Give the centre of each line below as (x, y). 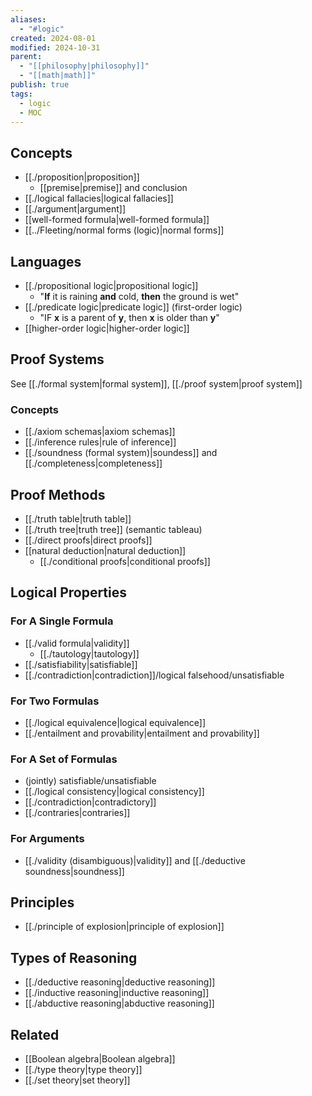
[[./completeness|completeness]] (93, 463)
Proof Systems (57, 359)
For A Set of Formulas (64, 759)
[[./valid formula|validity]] (77, 643)
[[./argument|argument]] (75, 209)
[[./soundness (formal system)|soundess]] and (121, 453)
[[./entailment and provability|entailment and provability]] (142, 733)
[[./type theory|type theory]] (83, 1069)
